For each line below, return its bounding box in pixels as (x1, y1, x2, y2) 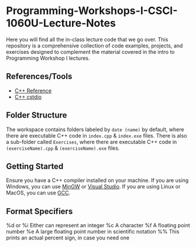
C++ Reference (14, 87, 52, 94)
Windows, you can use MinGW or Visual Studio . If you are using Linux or (6, 183, 181, 190)
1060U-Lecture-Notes (6, 16, 116, 30)
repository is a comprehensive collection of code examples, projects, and (6, 42, 183, 49)
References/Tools (6, 71, 73, 81)
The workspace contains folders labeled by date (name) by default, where (6, 126, 184, 133)
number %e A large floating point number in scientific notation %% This (6, 228, 180, 235)
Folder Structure (6, 110, 67, 121)
